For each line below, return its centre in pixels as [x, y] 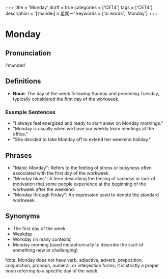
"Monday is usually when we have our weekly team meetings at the [83, 129]
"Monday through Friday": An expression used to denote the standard [86, 194]
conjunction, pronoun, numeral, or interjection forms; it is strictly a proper [82, 265]
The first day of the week [39, 228]
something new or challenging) [45, 250]
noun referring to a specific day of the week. [52, 271]
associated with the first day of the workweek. [61, 173]
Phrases [19, 156]
